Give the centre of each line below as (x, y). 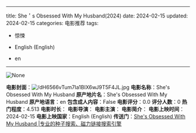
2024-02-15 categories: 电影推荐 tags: (52, 23)
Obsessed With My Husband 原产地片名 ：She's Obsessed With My (87, 94)
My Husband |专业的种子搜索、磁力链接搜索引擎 (64, 124)
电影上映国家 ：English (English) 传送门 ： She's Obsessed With (111, 116)
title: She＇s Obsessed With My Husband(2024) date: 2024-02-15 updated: (97, 16)
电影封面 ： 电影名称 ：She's (88, 87)
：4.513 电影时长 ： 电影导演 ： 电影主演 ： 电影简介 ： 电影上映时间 (100, 109)
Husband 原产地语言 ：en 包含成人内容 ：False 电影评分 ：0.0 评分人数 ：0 (93, 102)
